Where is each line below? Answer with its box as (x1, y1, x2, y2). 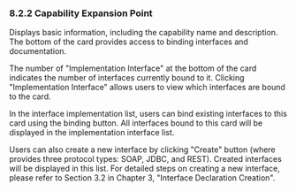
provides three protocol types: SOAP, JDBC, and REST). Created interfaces (9, 154, 283, 165)
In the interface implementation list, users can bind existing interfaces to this (9, 109, 287, 119)
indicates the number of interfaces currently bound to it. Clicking (9, 73, 245, 83)
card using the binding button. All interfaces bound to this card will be (9, 118, 263, 128)
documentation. (9, 46, 67, 57)
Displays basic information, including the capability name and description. (9, 27, 278, 38)
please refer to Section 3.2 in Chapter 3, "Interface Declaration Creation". (9, 173, 276, 183)
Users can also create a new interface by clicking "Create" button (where (9, 144, 276, 155)
